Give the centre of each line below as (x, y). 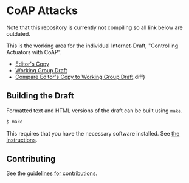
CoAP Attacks (42, 11)
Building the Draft (40, 96)
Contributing (31, 159)
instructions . (22, 140)
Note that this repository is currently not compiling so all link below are (95, 27)
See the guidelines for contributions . (52, 173)
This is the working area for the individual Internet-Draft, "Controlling (92, 46)
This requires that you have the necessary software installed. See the (93, 133)
